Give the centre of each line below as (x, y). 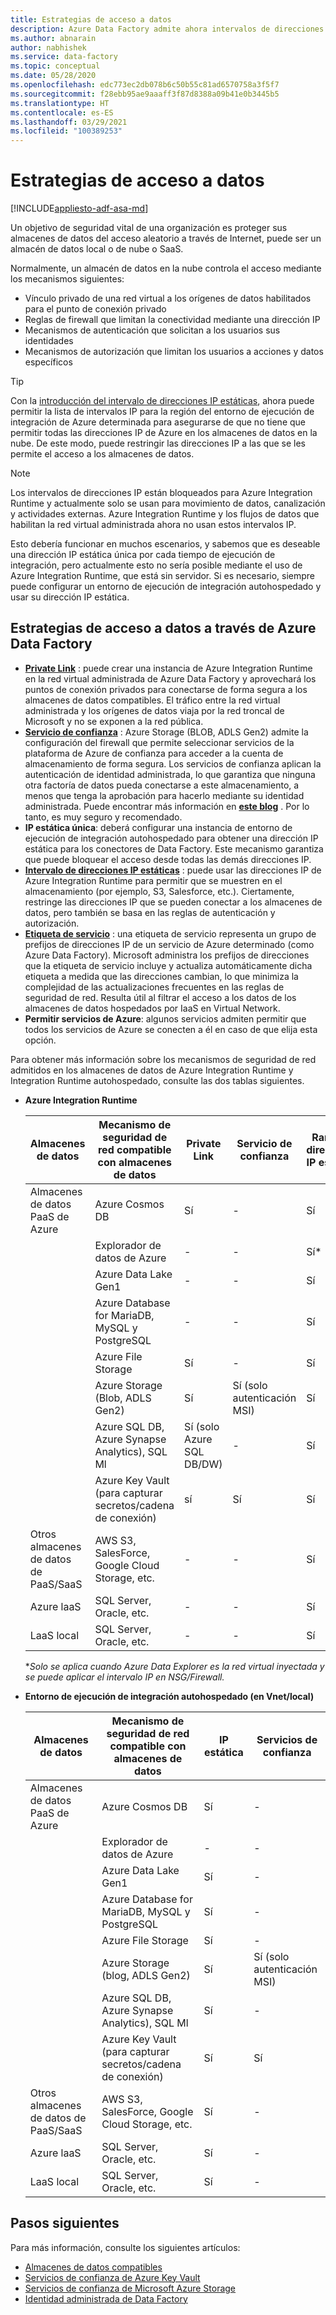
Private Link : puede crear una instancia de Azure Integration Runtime (168, 668)
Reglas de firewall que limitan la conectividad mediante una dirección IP (172, 320)
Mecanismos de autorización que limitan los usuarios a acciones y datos (174, 352)
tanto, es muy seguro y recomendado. (103, 817)
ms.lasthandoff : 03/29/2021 (69, 122)
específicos (48, 362)
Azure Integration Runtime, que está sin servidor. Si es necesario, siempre (163, 576)
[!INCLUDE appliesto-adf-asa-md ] (79, 208)
